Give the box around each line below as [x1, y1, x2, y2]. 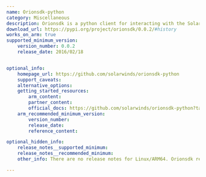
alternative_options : [17, 82, 72, 89]
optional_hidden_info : [6, 139, 64, 145]
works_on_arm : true [6, 32, 56, 38]
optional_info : [6, 65, 45, 71]
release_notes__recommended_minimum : [17, 151, 114, 157]
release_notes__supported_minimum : [17, 145, 109, 151]
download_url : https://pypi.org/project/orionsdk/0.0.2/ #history [6, 26, 177, 32]
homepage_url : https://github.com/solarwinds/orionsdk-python [17, 71, 180, 77]
